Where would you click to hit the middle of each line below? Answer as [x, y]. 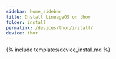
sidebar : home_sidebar [34, 11]
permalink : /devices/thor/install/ [50, 28]
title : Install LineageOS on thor [49, 17]
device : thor [22, 33]
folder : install [26, 22]
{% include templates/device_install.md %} [58, 50]
